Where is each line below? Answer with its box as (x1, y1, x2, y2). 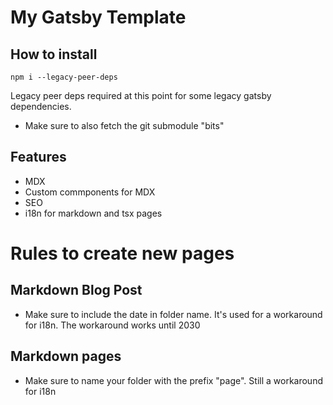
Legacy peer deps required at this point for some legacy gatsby (10, 90, 272, 101)
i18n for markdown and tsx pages (24, 207, 163, 219)
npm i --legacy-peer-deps (10, 72, 118, 82)
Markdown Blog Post (10, 282, 143, 299)
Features (10, 149, 67, 166)
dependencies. (10, 101, 72, 112)
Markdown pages (10, 348, 122, 365)
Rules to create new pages (10, 242, 235, 265)
